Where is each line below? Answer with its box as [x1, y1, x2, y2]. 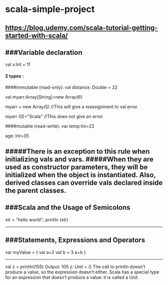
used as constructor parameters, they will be [5, 163, 148, 171]
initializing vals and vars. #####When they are [5, 155, 154, 163]
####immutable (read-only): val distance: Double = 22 [5, 84, 117, 90]
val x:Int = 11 [5, 62, 30, 68]
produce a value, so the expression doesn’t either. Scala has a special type [5, 269, 159, 275]
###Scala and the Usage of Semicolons [5, 203, 131, 212]
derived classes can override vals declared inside [5, 178, 163, 187]
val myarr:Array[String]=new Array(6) [5, 94, 82, 100]
